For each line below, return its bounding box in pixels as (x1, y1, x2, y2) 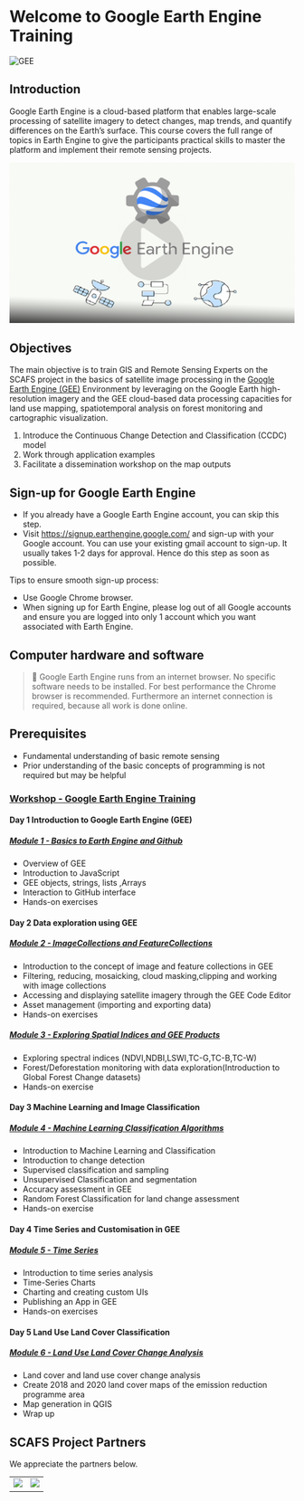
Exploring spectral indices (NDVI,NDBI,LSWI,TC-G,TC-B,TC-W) (22, 1052, 258, 1063)
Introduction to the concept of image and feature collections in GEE (22, 961, 274, 972)
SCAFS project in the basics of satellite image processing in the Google (9, 374, 275, 385)
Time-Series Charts (22, 1277, 97, 1287)
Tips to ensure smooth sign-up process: (9, 575, 159, 585)
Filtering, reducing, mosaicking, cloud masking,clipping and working (22, 970, 278, 981)
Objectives (9, 340, 72, 356)
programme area (22, 1389, 86, 1400)
